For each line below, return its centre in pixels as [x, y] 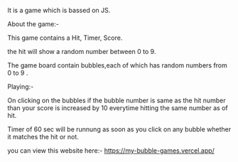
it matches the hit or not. [43, 137]
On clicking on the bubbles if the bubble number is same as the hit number [117, 100]
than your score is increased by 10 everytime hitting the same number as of [118, 108]
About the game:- [33, 24]
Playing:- [21, 87]
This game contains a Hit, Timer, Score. [65, 38]
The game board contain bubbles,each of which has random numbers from [117, 65]
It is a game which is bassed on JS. [59, 10]
